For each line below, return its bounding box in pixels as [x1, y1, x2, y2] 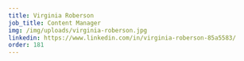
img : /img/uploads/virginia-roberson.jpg [8, 26, 148, 34]
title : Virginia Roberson [8, 11, 94, 20]
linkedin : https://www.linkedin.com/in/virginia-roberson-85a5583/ [8, 33, 237, 42]
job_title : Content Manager [8, 19, 102, 27]
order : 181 [8, 41, 45, 49]
